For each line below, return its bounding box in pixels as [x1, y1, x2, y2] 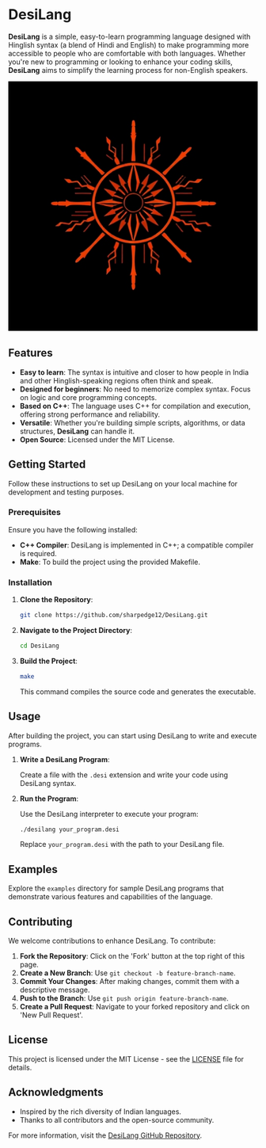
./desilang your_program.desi [19, 826, 120, 833]
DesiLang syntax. [19, 778, 77, 788]
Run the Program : [19, 794, 79, 803]
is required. [19, 548, 57, 558]
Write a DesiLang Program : [19, 754, 110, 764]
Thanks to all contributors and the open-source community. [19, 1115, 215, 1124]
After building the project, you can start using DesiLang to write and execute [8, 730, 257, 740]
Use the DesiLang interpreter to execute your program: [19, 809, 199, 818]
